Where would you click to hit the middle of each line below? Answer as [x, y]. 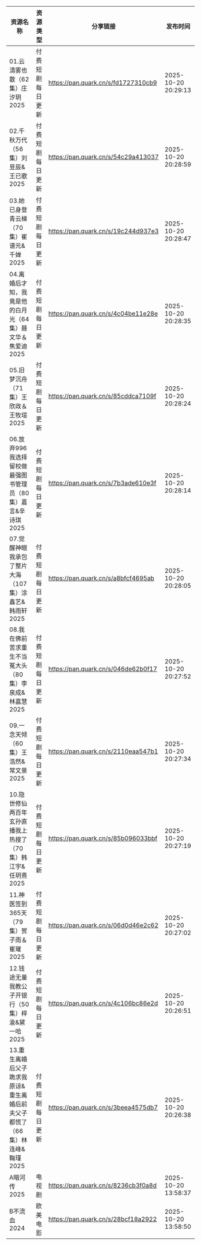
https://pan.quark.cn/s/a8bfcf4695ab [101, 578]
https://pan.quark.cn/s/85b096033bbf [103, 838]
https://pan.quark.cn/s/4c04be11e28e [103, 313]
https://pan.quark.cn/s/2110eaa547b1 [103, 751]
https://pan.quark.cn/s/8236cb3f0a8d [102, 1185]
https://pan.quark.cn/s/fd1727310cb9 [103, 82]
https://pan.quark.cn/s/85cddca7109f [102, 396]
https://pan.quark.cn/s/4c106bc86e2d [103, 1003]
